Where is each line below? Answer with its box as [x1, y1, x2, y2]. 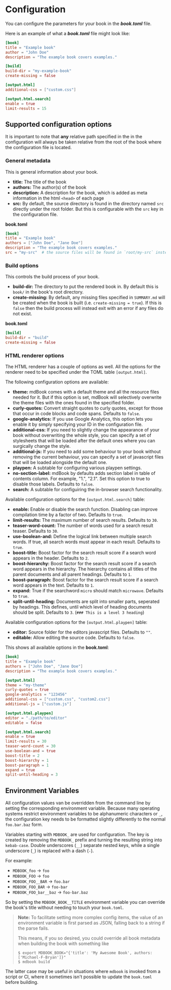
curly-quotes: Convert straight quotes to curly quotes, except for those [12, 405, 163, 412]
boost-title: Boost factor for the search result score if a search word [12, 550, 156, 556]
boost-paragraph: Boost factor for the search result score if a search [12, 577, 159, 583]
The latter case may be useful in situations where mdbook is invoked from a [5, 969, 161, 975]
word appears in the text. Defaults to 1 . [12, 582, 94, 588]
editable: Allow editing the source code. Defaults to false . [12, 635, 135, 641]
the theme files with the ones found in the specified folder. [12, 400, 135, 406]
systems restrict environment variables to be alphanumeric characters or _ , [5, 811, 163, 817]
